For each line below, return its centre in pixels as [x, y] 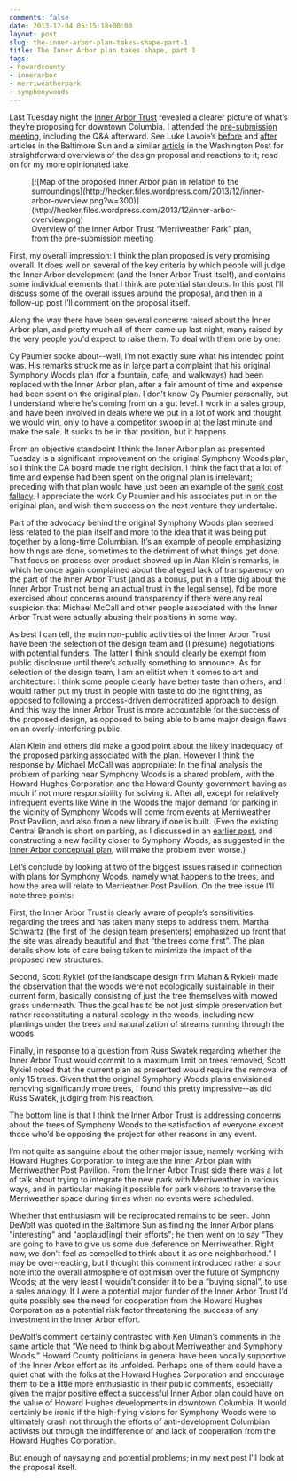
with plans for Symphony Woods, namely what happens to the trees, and [142, 876]
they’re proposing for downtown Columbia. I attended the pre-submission [143, 126]
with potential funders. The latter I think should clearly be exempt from [138, 653]
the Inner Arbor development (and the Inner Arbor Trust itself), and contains [148, 274]
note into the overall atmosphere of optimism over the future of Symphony [145, 1272]
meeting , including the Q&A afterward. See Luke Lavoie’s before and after [143, 136]
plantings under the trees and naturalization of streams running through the [147, 1023]
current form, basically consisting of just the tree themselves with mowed [143, 995]
